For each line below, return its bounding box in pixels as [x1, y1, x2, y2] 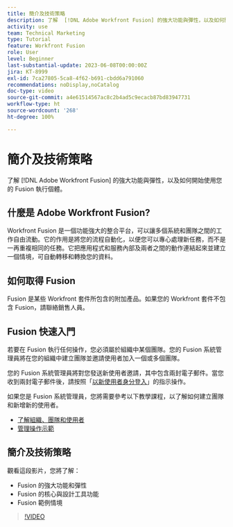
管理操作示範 [17, 424, 54, 433]
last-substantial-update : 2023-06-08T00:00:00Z [7, 62, 148, 69]
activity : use [7, 23, 49, 30]
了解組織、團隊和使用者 [17, 416, 85, 424]
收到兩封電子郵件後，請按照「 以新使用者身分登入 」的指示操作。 [7, 378, 189, 385]
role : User [7, 49, 39, 56]
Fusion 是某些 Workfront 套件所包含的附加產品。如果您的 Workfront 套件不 [7, 294, 220, 303]
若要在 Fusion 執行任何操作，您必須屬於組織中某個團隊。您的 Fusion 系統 [7, 345, 216, 353]
